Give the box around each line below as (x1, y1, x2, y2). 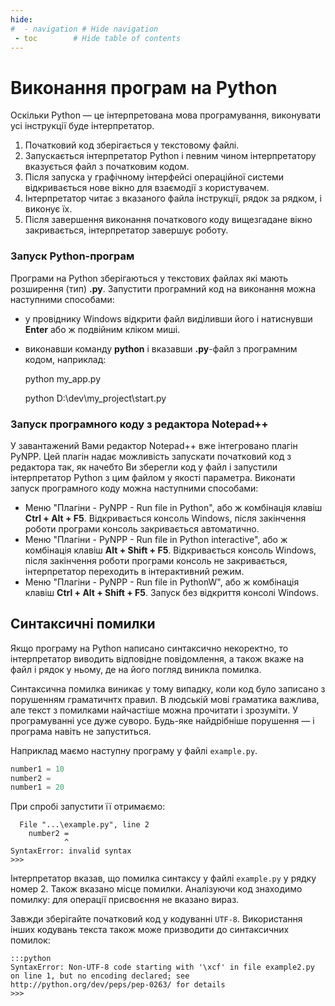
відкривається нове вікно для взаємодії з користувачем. (24, 182, 270, 194)
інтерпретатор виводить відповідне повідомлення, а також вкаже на (10, 652, 305, 665)
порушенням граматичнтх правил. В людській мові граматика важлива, (10, 693, 320, 705)
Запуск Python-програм (10, 249, 135, 263)
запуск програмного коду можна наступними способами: (10, 482, 259, 494)
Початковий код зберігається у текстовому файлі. (24, 139, 240, 151)
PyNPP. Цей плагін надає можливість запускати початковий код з (10, 450, 292, 462)
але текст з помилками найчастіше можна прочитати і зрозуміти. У (10, 704, 298, 716)
